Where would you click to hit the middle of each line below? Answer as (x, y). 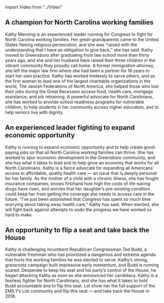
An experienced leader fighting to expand (70, 128)
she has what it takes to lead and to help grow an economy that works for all (82, 163)
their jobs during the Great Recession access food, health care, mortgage (79, 91)
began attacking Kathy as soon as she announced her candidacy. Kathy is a (82, 276)
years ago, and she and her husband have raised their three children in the (80, 60)
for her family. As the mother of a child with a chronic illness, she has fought (82, 178)
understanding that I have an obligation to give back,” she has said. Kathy (79, 50)
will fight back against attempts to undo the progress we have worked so (78, 210)
